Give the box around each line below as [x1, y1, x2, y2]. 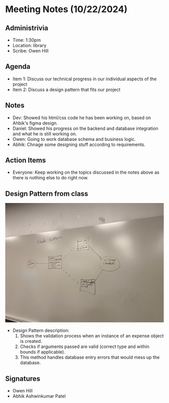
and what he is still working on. [12, 130, 77, 137]
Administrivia [5, 24, 49, 32]
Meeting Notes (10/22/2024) [5, 4, 128, 15]
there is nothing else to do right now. [12, 175, 89, 181]
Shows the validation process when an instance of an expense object [20, 333, 164, 339]
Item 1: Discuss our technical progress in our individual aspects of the [12, 76, 157, 82]
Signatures [5, 374, 41, 383]
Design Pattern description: [12, 327, 69, 334]
